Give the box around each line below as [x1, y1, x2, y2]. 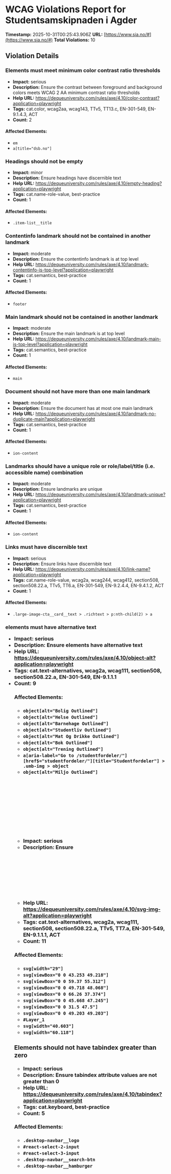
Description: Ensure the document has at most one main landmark [12, 405, 153, 411]
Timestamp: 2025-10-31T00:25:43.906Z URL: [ [5, 31, 106, 37]
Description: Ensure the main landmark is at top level [12, 331, 125, 337]
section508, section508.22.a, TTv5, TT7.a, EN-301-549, [22, 925, 165, 932]
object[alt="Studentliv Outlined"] [22, 727, 111, 733]
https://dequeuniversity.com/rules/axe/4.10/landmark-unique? [35, 492, 166, 498]
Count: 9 [14, 680, 37, 687]
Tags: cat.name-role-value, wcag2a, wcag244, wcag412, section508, [12, 577, 160, 583]
